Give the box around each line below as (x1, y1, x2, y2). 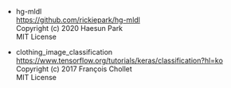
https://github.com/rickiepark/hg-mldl (15, 15, 141, 25)
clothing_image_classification (15, 48, 113, 56)
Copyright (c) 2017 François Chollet (15, 64, 133, 74)
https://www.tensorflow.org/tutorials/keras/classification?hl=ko (15, 55, 223, 65)
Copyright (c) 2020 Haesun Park (15, 24, 123, 33)
